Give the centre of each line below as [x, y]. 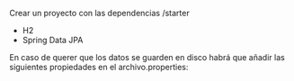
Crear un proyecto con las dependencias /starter [100, 13]
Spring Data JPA [53, 40]
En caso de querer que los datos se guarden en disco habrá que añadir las [147, 57]
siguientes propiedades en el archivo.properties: [99, 67]
